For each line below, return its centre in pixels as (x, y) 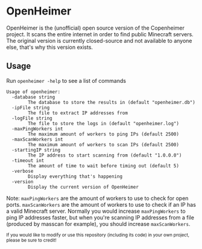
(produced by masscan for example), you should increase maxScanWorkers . (98, 224)
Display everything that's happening (75, 176)
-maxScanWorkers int (37, 139)
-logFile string (32, 118)
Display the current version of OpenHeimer (83, 187)
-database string (33, 97)
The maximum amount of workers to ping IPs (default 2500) (104, 134)
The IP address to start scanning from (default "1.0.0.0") (105, 155)
